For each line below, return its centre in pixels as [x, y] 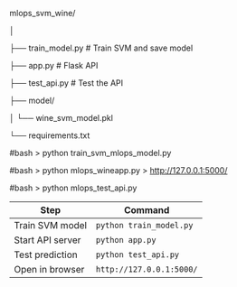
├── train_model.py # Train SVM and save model [101, 48]
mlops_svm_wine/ [43, 13]
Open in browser [49, 269]
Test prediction [46, 255]
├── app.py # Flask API [54, 65]
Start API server [47, 240]
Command [147, 210]
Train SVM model [51, 225]
